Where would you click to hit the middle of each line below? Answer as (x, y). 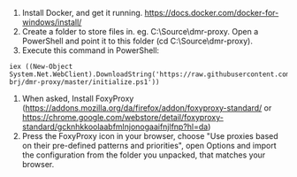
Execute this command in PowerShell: (91, 50)
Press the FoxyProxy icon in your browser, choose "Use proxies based (150, 136)
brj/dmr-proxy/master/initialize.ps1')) (85, 82)
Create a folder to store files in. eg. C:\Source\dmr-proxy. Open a (140, 31)
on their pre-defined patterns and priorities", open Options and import (149, 146)
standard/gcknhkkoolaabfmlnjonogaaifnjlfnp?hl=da (115, 127)
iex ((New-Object (41, 66)
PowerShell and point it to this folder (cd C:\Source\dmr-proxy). (137, 41)
